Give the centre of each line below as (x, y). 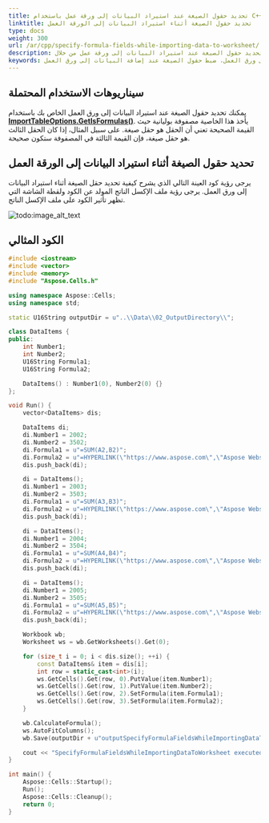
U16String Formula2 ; (57, 369)
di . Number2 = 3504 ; (55, 546)
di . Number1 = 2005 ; (55, 590)
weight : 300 (28, 38)
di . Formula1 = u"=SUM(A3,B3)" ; (75, 502)
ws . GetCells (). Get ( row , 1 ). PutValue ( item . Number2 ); (125, 687)
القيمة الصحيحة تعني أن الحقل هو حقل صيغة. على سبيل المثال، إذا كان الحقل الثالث (131, 129)
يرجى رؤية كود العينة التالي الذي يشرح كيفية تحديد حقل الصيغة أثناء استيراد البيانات (130, 182)
